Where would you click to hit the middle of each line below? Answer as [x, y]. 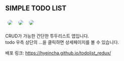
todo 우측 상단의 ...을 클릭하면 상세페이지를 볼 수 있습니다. [62, 42]
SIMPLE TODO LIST [36, 8]
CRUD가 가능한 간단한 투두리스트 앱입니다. [47, 36]
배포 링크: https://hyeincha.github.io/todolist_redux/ [58, 53]
